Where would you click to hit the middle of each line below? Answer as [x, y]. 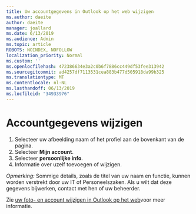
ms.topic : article [29, 45]
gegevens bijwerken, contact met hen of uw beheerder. [73, 188]
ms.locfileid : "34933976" [38, 94]
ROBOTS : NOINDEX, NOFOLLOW [39, 50]
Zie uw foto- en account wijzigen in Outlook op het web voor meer [86, 200]
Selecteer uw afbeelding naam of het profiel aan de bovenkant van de [99, 139]
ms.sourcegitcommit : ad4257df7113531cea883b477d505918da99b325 [85, 72]
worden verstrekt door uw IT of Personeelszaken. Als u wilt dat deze [89, 182]
